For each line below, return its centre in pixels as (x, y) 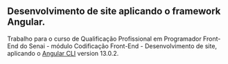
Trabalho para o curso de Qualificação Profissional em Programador (105, 39)
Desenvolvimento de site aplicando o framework (114, 11)
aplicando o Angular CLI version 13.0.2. (63, 53)
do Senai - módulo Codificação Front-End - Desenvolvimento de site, (118, 46)
